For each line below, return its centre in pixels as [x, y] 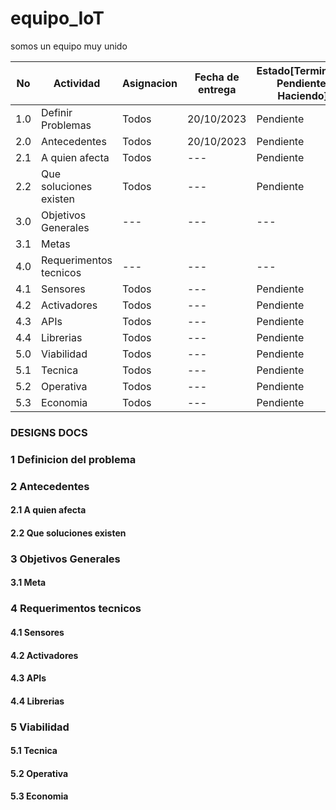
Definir [57, 112]
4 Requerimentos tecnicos [76, 609]
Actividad [77, 83]
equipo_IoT [57, 18]
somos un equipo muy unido [69, 46]
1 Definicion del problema [73, 459]
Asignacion [150, 83]
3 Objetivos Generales [65, 559]
